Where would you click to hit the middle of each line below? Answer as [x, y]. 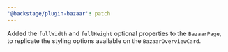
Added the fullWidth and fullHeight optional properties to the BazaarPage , [114, 33]
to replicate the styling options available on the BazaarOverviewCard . [104, 41]
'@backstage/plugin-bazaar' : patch [59, 14]
